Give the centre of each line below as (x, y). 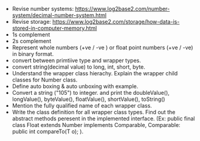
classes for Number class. (45, 80)
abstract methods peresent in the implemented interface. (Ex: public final (103, 119)
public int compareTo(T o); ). (48, 131)
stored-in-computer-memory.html (54, 28)
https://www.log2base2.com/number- (122, 9)
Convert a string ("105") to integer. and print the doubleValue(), (91, 93)
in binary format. (33, 54)
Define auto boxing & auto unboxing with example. (75, 86)
